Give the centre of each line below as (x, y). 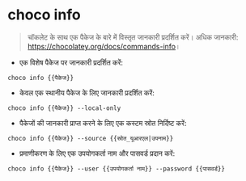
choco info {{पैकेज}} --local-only (64, 108)
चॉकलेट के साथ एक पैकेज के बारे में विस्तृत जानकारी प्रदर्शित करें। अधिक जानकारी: (133, 37)
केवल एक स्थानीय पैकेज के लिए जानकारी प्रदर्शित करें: (87, 93)
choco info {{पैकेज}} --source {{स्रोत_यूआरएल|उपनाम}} (91, 138)
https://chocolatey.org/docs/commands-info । (104, 46)
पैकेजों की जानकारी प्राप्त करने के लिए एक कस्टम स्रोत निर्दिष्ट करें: (103, 123)
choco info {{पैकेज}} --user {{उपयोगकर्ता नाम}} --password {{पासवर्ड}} (117, 168)
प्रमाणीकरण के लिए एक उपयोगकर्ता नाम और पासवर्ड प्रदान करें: (97, 153)
